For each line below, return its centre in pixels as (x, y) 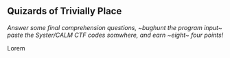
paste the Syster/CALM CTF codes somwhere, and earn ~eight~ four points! (115, 35)
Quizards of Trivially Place (65, 11)
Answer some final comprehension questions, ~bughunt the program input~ (115, 27)
